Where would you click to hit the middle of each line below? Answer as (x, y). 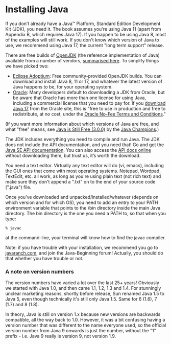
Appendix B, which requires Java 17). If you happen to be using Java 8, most (86, 34)
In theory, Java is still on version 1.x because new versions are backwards (83, 314)
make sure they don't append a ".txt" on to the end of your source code (80, 181)
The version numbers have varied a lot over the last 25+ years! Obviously (82, 283)
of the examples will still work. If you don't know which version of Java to (82, 40)
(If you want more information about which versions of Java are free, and (82, 124)
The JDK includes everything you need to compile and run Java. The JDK (82, 139)
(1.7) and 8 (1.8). (22, 305)
